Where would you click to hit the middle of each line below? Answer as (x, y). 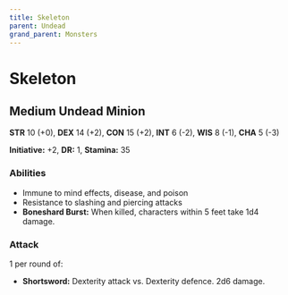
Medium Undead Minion (77, 111)
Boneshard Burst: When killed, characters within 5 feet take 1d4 (140, 212)
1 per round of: (36, 264)
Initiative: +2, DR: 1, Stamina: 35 (70, 150)
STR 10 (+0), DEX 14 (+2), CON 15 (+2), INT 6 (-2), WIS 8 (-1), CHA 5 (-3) (144, 133)
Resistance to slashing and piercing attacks (102, 202)
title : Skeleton (39, 17)
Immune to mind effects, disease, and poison (105, 192)
